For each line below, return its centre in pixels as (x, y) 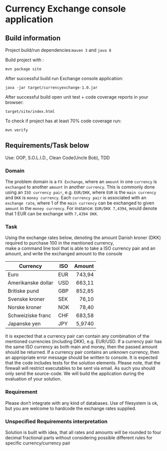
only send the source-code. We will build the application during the (75, 373)
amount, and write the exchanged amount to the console (64, 254)
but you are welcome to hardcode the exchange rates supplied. (71, 408)
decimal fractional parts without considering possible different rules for (79, 438)
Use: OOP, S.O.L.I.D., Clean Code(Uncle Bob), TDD (58, 158)
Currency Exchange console (66, 9)
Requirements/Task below (47, 146)
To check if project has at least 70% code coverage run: (63, 121)
